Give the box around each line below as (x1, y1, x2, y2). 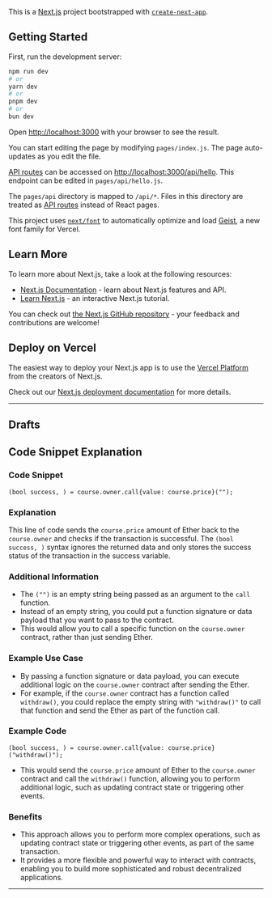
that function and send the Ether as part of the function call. (19, 705, 220, 715)
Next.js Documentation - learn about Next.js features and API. (19, 285, 227, 294)
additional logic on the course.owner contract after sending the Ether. (19, 680, 249, 689)
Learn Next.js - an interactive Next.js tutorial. (19, 293, 170, 303)
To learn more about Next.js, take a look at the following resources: (8, 269, 232, 278)
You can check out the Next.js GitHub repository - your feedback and (8, 309, 240, 319)
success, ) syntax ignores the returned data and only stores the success (8, 542, 252, 552)
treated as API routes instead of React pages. (8, 200, 159, 210)
